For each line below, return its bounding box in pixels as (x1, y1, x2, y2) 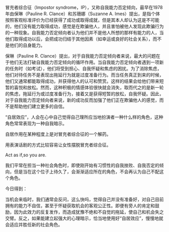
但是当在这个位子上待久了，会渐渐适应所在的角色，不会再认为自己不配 (14, 168, 159, 175)
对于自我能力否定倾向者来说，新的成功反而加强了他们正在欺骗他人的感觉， (5, 97, 159, 103)
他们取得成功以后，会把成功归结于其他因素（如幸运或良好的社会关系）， (5, 36, 153, 42)
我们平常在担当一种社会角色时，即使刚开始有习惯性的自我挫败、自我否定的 (5, 162, 159, 168)
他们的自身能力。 (9, 42, 45, 48)
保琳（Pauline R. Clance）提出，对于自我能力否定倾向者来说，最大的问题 (5, 53, 156, 59)
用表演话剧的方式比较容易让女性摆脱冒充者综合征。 (5, 142, 111, 148)
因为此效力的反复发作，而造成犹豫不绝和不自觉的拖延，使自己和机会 (14, 209, 155, 215)
